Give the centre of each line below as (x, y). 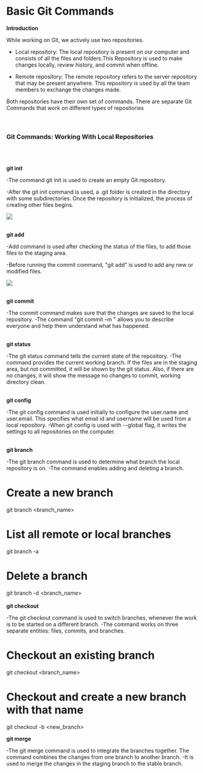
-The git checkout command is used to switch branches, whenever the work (102, 618)
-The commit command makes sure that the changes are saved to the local (100, 313)
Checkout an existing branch (81, 655)
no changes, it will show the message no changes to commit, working (94, 376)
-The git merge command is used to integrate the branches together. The (98, 750)
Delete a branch (47, 576)
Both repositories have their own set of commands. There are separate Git (99, 101)
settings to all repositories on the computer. (61, 432)
